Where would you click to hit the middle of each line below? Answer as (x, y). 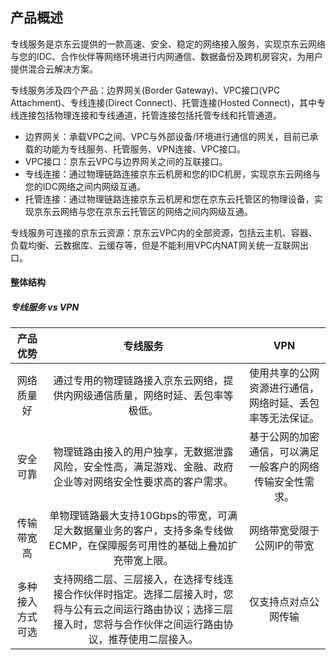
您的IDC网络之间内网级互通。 (85, 186)
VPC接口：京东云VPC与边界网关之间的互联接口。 (126, 161)
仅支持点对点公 (284, 602)
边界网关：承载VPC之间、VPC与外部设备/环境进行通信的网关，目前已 (167, 136)
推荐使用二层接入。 (153, 640)
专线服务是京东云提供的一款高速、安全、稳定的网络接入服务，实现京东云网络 (168, 44)
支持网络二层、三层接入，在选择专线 (138, 580)
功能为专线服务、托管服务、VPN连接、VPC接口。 (144, 149)
